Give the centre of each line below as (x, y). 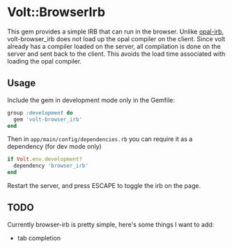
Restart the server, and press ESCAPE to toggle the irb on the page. (104, 185)
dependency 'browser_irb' (51, 166)
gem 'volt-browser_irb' (48, 119)
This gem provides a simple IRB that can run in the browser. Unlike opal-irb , (116, 31)
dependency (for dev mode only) (55, 147)
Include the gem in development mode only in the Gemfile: (91, 100)
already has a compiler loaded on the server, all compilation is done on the (114, 46)
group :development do (40, 112)
